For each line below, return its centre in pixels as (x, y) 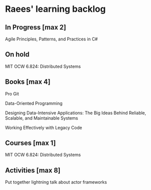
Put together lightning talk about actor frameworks (56, 182)
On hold (17, 54)
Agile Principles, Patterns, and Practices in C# (51, 39)
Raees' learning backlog (55, 9)
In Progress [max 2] (36, 27)
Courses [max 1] (31, 143)
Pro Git (12, 94)
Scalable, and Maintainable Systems (42, 118)
